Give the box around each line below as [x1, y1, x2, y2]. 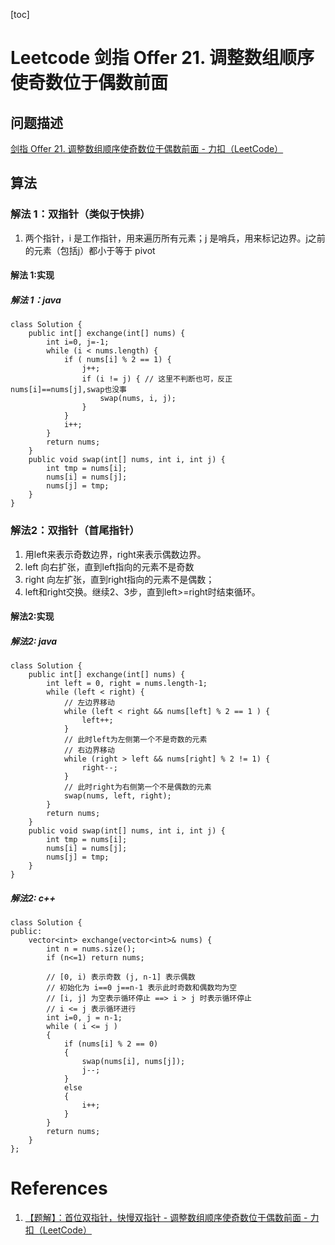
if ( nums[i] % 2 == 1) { [63, 355, 172, 365]
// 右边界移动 [63, 745, 115, 756]
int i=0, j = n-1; [46, 1013, 123, 1023]
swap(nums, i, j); [99, 394, 177, 404]
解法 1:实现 [10, 269, 55, 281]
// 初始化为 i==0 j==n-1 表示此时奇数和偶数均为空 [46, 983, 238, 993]
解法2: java [10, 635, 58, 647]
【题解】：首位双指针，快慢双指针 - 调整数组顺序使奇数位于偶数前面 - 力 [24, 1212, 320, 1224]
